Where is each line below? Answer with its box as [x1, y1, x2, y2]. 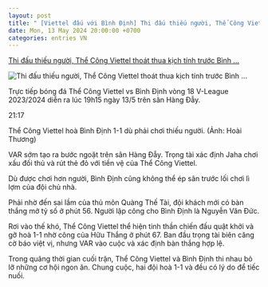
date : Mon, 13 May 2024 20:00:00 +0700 [8, 26, 141, 34]
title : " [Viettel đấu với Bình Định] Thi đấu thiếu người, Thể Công [8, 19, 245, 27]
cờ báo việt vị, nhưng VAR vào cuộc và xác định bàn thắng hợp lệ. [8, 238, 225, 248]
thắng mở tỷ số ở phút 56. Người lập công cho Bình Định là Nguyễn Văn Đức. [8, 206, 260, 216]
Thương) [8, 135, 37, 144]
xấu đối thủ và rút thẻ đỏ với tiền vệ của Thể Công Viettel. [8, 159, 198, 168]
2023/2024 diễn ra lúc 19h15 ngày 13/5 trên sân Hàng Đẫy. [8, 95, 201, 104]
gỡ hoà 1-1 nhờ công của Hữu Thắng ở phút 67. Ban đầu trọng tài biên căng [8, 230, 255, 240]
